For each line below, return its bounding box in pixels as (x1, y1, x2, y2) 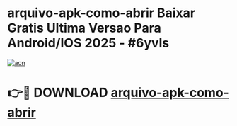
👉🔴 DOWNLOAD (7, 85, 108, 101)
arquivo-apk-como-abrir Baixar (7, 5, 196, 21)
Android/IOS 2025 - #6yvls (7, 35, 170, 51)
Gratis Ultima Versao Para (7, 20, 161, 36)
